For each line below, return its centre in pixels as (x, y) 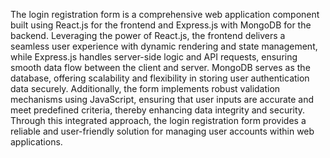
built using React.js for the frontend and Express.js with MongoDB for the (161, 25)
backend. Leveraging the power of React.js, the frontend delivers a (148, 35)
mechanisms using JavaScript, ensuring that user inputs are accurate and (162, 99)
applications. (36, 142)
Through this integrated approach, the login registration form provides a (158, 120)
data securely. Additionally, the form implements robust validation (145, 88)
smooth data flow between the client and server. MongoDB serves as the (160, 67)
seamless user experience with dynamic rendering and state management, (164, 46)
